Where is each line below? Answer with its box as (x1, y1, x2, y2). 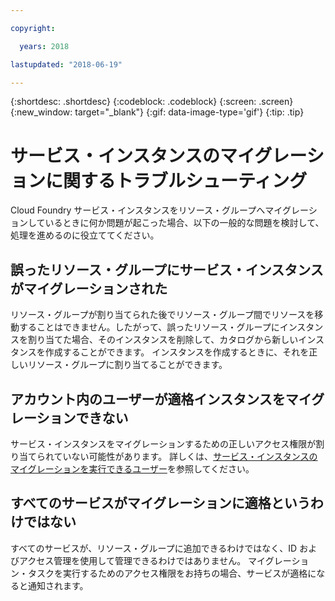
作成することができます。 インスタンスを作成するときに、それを (44, 346, 310, 358)
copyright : (10, 23, 56, 33)
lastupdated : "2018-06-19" (10, 59, 123, 70)
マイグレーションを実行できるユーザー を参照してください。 (10, 462, 255, 475)
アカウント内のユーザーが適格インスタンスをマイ (10, 391, 312, 408)
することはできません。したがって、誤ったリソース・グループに (18, 321, 280, 333)
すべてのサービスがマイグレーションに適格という (10, 495, 311, 512)
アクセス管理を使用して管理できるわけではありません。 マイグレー (18, 554, 292, 566)
